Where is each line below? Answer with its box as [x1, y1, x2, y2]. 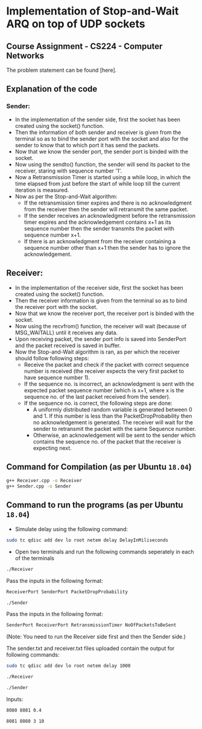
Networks [6, 50, 44, 61]
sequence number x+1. [24, 231, 81, 238]
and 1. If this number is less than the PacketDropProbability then [33, 412, 192, 419]
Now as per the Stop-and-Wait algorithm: [14, 193, 118, 200]
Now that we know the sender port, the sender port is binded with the [14, 148, 189, 155]
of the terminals [14, 554, 54, 562]
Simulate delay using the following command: [14, 525, 128, 532]
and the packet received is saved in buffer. [14, 342, 121, 349]
